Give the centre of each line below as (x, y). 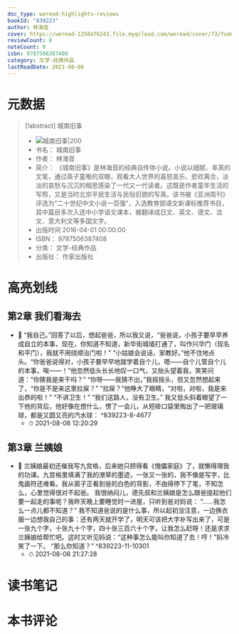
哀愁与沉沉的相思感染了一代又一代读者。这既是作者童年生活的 (138, 185)
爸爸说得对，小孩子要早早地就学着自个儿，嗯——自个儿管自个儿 (132, 361)
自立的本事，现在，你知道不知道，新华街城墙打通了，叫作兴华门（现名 (127, 343)
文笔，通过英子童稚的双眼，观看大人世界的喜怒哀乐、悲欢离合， (129, 176)
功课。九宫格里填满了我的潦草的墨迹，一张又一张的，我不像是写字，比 (127, 475)
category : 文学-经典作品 (41, 61)
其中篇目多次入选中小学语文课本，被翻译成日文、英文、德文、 (126, 212)
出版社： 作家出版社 (64, 256)
